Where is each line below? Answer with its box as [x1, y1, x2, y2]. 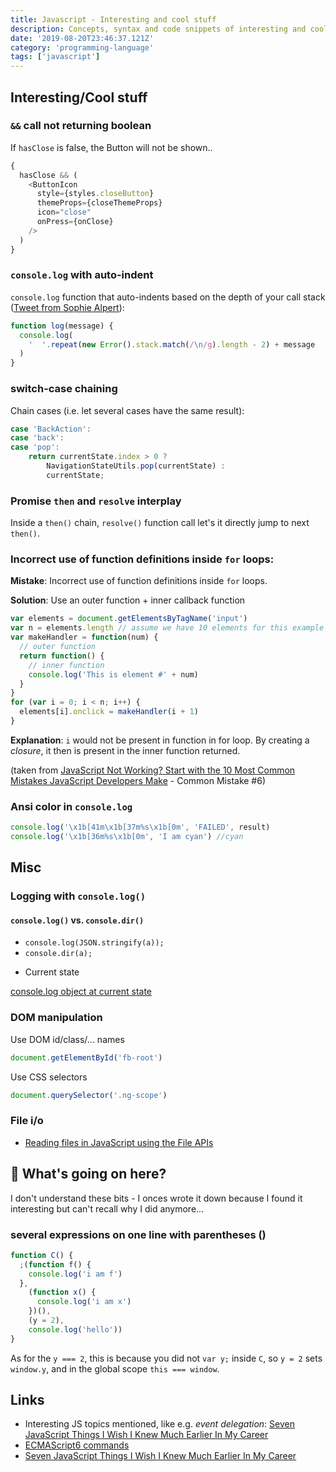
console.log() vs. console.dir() [10, 914, 145, 926]
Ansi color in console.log [10, 799, 133, 813]
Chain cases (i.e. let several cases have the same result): [10, 404, 245, 416]
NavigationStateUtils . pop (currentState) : [46, 461, 226, 471]
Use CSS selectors [10, 1071, 88, 1083]
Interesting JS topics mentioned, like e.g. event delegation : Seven [24, 1418, 295, 1430]
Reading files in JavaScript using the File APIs [24, 1136, 214, 1148]
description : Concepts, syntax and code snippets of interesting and [10, 24, 307, 34]
